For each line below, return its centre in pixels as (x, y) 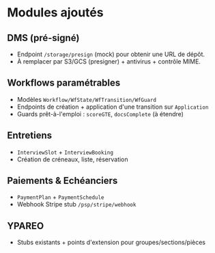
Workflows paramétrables (64, 83)
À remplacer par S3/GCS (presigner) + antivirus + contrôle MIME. (109, 62)
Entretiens (30, 136)
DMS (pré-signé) (43, 38)
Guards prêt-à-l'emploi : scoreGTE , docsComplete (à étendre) (100, 114)
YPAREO (26, 226)
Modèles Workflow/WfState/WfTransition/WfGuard (87, 99)
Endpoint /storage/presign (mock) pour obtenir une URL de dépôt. (111, 54)
